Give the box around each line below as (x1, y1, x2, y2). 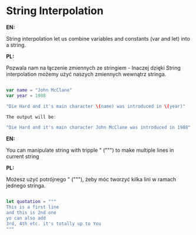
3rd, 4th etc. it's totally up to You (6, 220, 101, 227)
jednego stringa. (6, 182, 46, 190)
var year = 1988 (6, 93, 46, 99)
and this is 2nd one (6, 210, 57, 216)
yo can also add (6, 215, 46, 221)
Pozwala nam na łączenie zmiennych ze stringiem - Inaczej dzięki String (6, 64, 181, 71)
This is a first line (6, 204, 59, 210)
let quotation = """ (6, 199, 57, 205)
